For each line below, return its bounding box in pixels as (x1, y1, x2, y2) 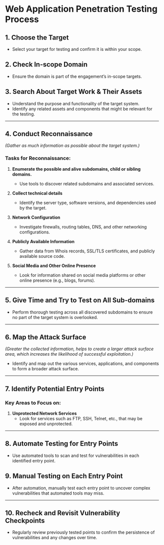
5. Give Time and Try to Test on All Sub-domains (5, 296, 155, 304)
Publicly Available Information (12, 238, 75, 244)
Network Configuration (12, 214, 61, 220)
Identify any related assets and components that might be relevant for (12, 106, 153, 112)
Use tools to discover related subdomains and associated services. (19, 181, 155, 186)
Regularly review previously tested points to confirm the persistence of (12, 529, 155, 535)
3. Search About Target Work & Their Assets (5, 88, 143, 96)
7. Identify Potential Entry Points (5, 385, 105, 393)
